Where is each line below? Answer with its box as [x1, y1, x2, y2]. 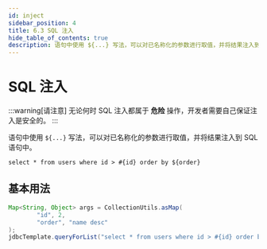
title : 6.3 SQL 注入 [8, 26, 74, 34]
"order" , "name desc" [37, 218, 109, 227]
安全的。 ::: [21, 116, 59, 126]
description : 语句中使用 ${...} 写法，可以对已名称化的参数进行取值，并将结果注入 [8, 41, 255, 49]
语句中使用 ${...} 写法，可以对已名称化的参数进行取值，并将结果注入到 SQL [8, 133, 258, 142]
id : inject [8, 11, 44, 20]
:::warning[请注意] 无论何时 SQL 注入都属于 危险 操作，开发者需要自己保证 [8, 106, 250, 115]
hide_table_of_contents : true [8, 33, 109, 42]
